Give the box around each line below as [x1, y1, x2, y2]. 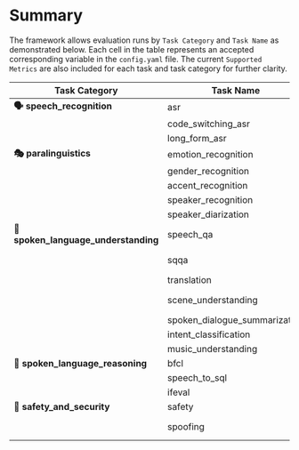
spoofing [167, 420, 205, 432]
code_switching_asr [167, 117, 251, 130]
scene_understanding [167, 293, 258, 306]
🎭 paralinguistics [13, 147, 92, 159]
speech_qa [167, 228, 214, 240]
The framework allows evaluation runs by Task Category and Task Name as [9, 35, 279, 45]
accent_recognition [167, 179, 248, 191]
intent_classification [167, 328, 251, 341]
